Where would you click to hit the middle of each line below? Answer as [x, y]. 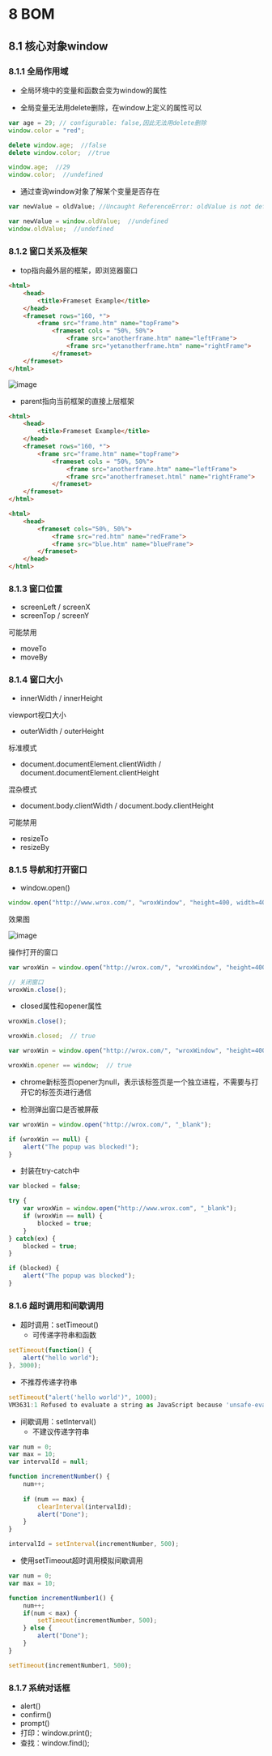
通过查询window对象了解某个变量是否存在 [90, 191]
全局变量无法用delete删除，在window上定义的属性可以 [111, 107]
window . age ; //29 [39, 167]
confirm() [36, 1715]
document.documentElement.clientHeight [89, 772]
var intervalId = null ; [49, 1462]
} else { [38, 1628]
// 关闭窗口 [26, 982]
